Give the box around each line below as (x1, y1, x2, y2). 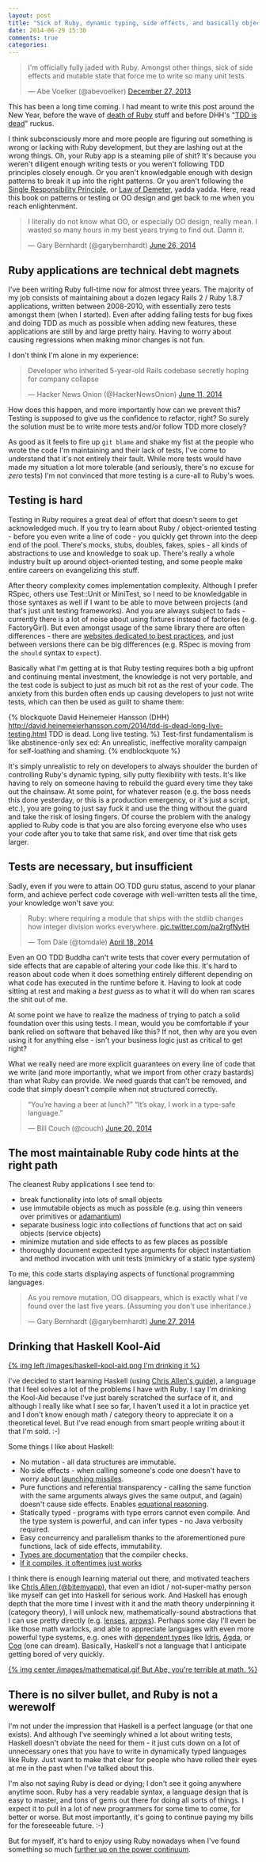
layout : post (8, 11, 51, 20)
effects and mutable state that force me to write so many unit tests (27, 71, 245, 81)
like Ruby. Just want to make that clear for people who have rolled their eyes (8, 1755, 257, 1764)
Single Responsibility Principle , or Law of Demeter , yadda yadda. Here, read (8, 185, 256, 194)
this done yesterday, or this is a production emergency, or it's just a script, (8, 795, 250, 804)
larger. (8, 837, 29, 846)
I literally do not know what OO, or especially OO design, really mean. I (27, 217, 257, 227)
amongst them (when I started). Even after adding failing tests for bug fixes (8, 310, 253, 319)
